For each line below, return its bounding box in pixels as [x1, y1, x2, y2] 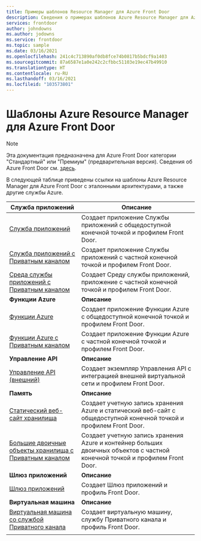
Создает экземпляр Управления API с [81, 364, 191, 373]
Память [9, 389, 33, 397]
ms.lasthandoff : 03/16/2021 [6, 76, 77, 82]
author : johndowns [6, 25, 52, 32]
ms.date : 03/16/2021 [6, 48, 58, 54]
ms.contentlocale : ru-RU [6, 70, 68, 76]
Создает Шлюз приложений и [81, 480, 168, 489]
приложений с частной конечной [81, 253, 178, 261]
